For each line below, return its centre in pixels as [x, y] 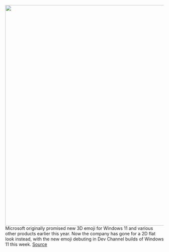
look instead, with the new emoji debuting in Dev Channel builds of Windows [84, 239]
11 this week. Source [26, 244]
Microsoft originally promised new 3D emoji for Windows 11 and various [79, 228]
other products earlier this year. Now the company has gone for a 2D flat [80, 234]
